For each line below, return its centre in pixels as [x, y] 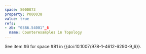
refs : [10, 23]
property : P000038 [23, 14]
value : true [17, 19]
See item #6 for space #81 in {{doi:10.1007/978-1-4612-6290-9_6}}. [73, 46]
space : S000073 [20, 10]
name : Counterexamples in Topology [46, 32]
